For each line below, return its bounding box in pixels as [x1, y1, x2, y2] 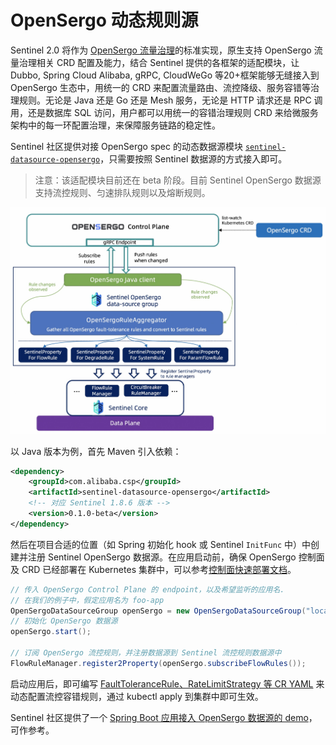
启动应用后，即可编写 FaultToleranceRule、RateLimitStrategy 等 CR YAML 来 [10, 677, 325, 690]
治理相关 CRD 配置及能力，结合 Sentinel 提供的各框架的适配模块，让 [18, 56, 300, 68]
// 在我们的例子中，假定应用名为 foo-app [10, 595, 165, 605]
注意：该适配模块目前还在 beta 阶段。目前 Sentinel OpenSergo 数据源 [34, 174, 322, 186]
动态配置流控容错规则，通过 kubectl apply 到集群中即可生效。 [10, 690, 264, 702]
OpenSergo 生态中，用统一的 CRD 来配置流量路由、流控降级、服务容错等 [10, 81, 312, 93]
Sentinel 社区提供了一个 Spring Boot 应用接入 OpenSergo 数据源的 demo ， [10, 711, 318, 723]
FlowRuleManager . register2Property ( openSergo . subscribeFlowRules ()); [10, 658, 307, 668]
